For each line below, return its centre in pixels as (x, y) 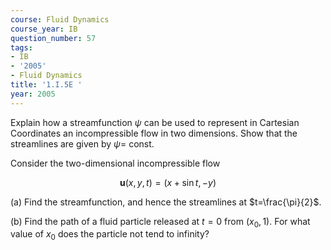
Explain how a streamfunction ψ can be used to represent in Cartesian (155, 122)
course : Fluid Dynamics (60, 19)
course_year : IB (44, 29)
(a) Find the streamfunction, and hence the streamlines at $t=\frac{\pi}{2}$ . (166, 202)
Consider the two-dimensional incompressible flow (115, 163)
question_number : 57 (53, 38)
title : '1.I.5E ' (46, 85)
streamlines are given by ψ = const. (82, 143)
